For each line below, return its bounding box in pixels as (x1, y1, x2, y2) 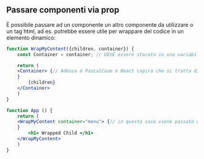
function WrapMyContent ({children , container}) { (6, 46, 135, 52)
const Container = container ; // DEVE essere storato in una (17, 51, 175, 57)
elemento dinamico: (6, 34, 56, 41)
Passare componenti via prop (6, 5, 120, 15)
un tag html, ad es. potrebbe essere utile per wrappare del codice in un (6, 27, 184, 35)
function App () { (6, 107, 53, 113)
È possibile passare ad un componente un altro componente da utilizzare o (6, 21, 194, 28)
